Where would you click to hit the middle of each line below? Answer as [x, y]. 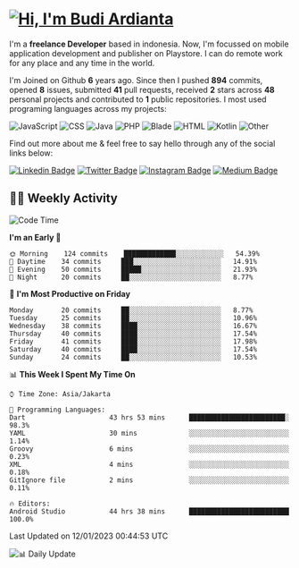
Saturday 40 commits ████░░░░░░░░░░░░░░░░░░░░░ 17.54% [133, 349]
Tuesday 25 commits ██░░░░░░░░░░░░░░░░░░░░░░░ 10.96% [133, 318]
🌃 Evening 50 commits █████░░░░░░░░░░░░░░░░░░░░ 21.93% [133, 269]
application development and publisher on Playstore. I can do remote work [146, 53]
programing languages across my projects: [88, 108]
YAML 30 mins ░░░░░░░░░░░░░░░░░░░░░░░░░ [149, 433]
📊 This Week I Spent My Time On [72, 374]
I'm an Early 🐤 [35, 237]
